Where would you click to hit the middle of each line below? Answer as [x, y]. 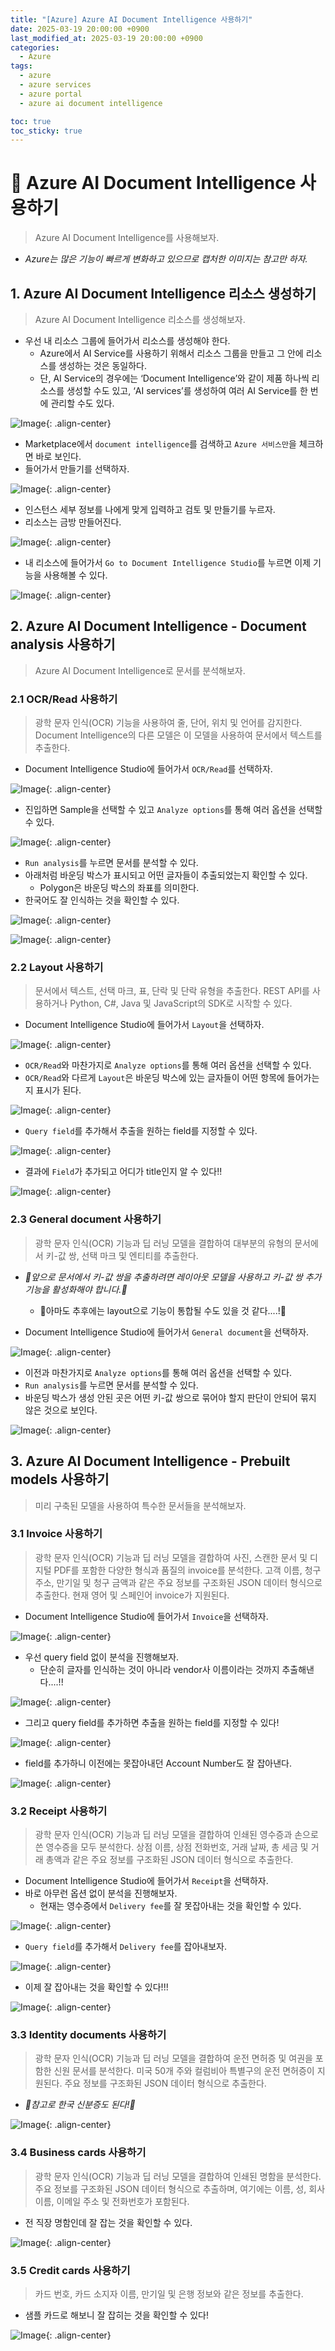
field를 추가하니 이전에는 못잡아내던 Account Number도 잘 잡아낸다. [158, 1763]
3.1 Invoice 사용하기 [56, 1534]
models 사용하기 [60, 1479]
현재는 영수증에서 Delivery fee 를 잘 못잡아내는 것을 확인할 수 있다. [170, 1906]
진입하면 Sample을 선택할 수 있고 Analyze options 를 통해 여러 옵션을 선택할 [173, 810]
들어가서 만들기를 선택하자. [77, 469]
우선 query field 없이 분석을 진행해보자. [102, 1657]
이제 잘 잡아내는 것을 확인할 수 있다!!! [96, 1987]
